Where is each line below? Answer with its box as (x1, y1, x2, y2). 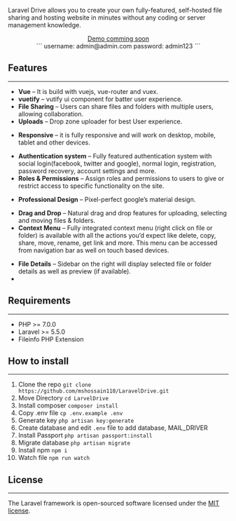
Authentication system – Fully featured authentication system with (18, 151, 212, 160)
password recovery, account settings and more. (18, 166, 157, 175)
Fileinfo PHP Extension (18, 334, 84, 343)
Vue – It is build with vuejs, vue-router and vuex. (18, 87, 158, 95)
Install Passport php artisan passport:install (18, 431, 153, 440)
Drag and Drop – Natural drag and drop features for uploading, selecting (18, 208, 227, 217)
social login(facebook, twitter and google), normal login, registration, (18, 159, 216, 168)
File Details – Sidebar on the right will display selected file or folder (18, 259, 212, 268)
